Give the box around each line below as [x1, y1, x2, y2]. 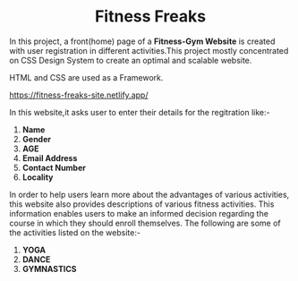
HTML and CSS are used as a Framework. [9, 72, 164, 82]
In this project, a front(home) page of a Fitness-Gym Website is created [9, 36, 276, 47]
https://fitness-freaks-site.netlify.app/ [9, 89, 149, 100]
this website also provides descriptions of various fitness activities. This [9, 199, 275, 209]
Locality [21, 172, 54, 183]
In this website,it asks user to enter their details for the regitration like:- [9, 106, 270, 117]
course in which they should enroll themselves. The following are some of [9, 217, 282, 228]
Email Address [21, 152, 78, 163]
